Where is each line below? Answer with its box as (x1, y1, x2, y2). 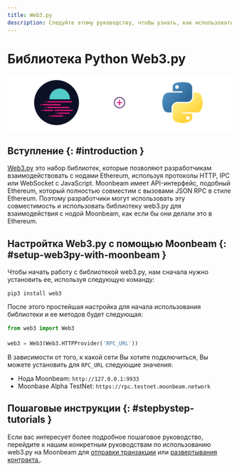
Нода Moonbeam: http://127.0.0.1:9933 (17, 374, 139, 383)
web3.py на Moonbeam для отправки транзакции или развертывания (7, 447, 218, 456)
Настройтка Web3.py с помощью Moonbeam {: (7, 238, 227, 250)
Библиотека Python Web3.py (7, 51, 186, 67)
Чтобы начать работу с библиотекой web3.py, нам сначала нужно (7, 268, 208, 276)
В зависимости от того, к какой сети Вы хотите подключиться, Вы (7, 353, 208, 361)
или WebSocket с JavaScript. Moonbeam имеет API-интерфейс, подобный (7, 179, 231, 188)
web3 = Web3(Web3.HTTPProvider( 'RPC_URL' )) (7, 340, 139, 347)
